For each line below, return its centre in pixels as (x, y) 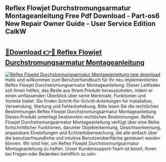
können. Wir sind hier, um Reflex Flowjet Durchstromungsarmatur (72, 143)
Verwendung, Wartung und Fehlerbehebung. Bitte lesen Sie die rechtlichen (82, 106)
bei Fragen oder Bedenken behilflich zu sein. (51, 154)
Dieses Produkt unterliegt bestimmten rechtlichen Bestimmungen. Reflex (80, 117)
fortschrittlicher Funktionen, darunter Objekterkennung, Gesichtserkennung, (83, 127)
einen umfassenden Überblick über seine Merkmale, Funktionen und (76, 96)
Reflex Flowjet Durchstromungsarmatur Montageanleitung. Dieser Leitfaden (83, 85)
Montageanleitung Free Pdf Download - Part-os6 (83, 16)
